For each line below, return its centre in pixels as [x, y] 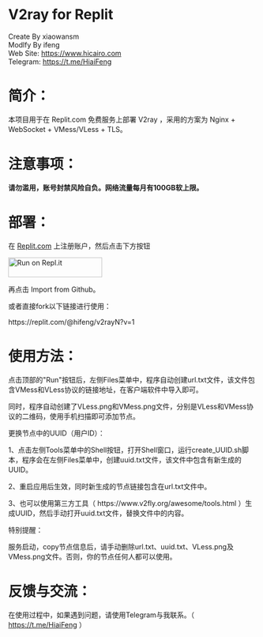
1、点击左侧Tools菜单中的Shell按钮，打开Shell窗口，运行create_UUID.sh [125, 450]
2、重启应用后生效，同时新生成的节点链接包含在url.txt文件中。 [110, 486]
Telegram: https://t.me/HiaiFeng [60, 62]
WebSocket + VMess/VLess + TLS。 [68, 129]
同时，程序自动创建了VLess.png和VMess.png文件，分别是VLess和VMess [128, 406]
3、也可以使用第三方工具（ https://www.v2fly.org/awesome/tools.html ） [127, 503]
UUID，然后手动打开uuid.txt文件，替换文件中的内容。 [101, 513]
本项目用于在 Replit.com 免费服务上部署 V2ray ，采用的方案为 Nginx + [122, 119]
